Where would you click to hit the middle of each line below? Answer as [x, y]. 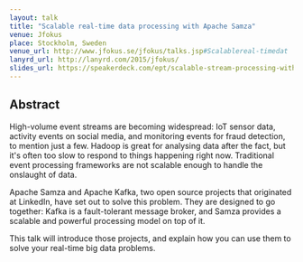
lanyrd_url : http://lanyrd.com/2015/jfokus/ [94, 60]
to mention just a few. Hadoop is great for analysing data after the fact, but [147, 145]
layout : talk [34, 18]
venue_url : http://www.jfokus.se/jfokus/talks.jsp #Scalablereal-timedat [149, 51]
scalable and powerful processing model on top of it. [107, 220]
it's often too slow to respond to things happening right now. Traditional [142, 155]
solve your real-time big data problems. [83, 248]
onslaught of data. [43, 174]
